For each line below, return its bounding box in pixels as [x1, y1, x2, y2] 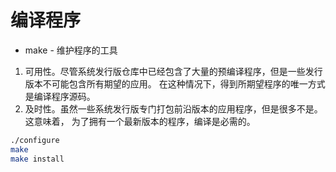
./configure [10, 135, 60, 145]
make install [10, 154, 65, 164]
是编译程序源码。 [24, 90, 96, 102]
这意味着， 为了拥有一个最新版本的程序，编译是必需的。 [24, 115, 256, 127]
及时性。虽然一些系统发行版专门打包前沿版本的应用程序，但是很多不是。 [24, 102, 323, 115]
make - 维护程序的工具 [24, 44, 118, 56]
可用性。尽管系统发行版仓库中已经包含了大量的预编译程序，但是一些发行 [24, 65, 323, 77]
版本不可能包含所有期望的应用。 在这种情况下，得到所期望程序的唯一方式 [24, 77, 326, 90]
